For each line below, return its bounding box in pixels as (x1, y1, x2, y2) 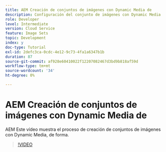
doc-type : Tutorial (5, 45, 46, 50)
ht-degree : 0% (5, 73, 35, 78)
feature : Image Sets (5, 31, 49, 36)
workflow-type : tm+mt (5, 63, 51, 68)
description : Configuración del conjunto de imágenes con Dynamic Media (5, 12, 161, 17)
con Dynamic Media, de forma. (5, 131, 69, 137)
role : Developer (5, 17, 39, 22)
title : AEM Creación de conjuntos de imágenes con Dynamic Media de (5, 7, 152, 13)
